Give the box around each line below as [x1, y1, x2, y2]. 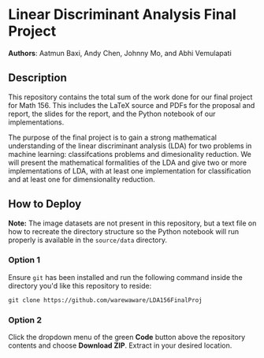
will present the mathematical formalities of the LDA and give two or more [8, 158, 247, 167]
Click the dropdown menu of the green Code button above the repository [8, 333, 246, 342]
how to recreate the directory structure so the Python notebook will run [8, 226, 240, 236]
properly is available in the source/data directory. [8, 235, 168, 244]
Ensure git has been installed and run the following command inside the [8, 272, 243, 282]
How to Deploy [8, 197, 82, 211]
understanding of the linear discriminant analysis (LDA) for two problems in [8, 140, 252, 151]
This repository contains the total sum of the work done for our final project [8, 92, 253, 102]
